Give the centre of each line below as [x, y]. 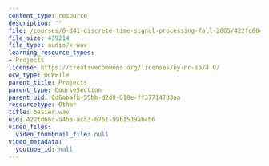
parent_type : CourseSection [55, 90]
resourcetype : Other [43, 105]
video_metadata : [35, 142]
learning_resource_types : [51, 53]
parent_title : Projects [48, 82]
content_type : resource [48, 16]
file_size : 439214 [39, 38]
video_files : [30, 127]
